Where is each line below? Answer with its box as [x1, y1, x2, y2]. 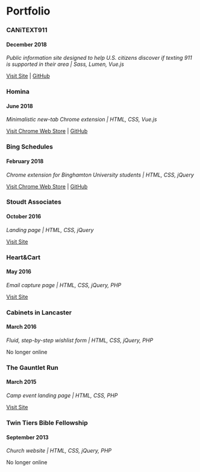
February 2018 [6, 157, 44, 164]
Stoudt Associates [6, 198, 61, 206]
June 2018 [6, 102, 33, 109]
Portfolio [6, 4, 51, 18]
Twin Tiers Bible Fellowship [6, 418, 89, 427]
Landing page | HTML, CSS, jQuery [6, 226, 94, 233]
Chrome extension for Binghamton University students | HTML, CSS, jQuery [6, 171, 195, 178]
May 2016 [6, 268, 32, 276]
